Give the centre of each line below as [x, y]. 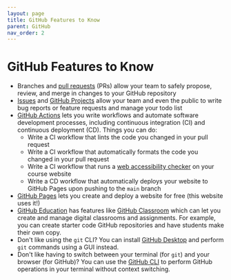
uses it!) [29, 203]
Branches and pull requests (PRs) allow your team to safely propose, [114, 86]
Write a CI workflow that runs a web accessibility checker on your [121, 167]
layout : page [26, 13]
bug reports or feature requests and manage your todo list [100, 108]
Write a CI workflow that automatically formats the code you [113, 152]
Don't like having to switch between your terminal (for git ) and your [113, 254]
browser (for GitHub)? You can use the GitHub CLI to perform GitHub [114, 262]
